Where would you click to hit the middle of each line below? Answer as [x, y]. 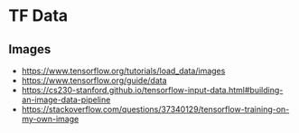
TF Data [38, 16]
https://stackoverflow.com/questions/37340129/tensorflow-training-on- [155, 109]
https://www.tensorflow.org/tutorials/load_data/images [123, 71]
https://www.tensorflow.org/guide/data [94, 81]
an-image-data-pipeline [66, 100]
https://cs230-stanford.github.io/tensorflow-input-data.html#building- [152, 90]
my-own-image [50, 119]
